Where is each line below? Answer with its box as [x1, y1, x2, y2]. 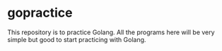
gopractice [7, 5, 73, 21]
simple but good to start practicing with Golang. [7, 35, 146, 43]
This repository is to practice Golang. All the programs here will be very [7, 28, 215, 36]
